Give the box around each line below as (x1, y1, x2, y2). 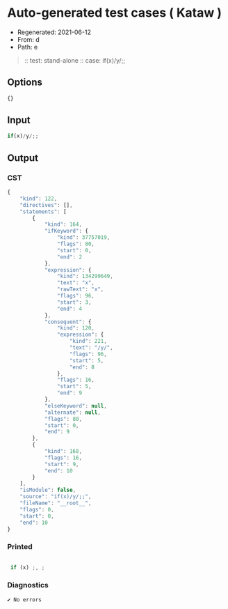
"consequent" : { (44, 318, 92, 325)
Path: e (17, 43, 38, 51)
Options (7, 77, 43, 88)
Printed (7, 542, 33, 552)
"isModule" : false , (19, 486, 76, 494)
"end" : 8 (69, 364, 95, 371)
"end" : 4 (56, 305, 82, 312)
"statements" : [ (19, 208, 67, 215)
